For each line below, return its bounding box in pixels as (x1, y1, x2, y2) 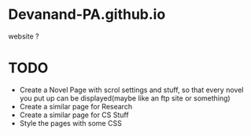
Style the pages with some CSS (19, 118, 122, 127)
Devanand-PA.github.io (8, 6, 166, 24)
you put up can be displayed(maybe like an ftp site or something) (19, 93, 231, 103)
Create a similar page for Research (19, 101, 132, 111)
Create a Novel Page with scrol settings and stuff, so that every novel (19, 85, 244, 94)
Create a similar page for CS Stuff (19, 110, 129, 119)
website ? (8, 31, 39, 41)
